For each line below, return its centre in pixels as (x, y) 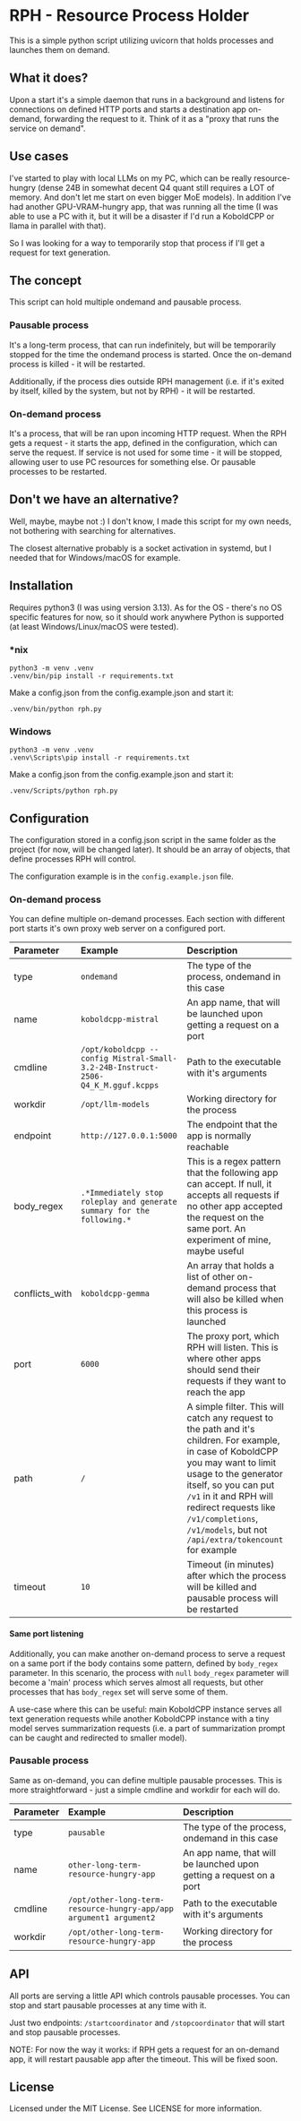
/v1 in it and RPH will (230, 1497)
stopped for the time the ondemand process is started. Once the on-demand (150, 354)
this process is (217, 1310)
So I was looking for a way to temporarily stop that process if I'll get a (137, 243)
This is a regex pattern (234, 1162)
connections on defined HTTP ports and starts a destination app (128, 109)
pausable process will (232, 1598)
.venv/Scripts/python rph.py (64, 791)
